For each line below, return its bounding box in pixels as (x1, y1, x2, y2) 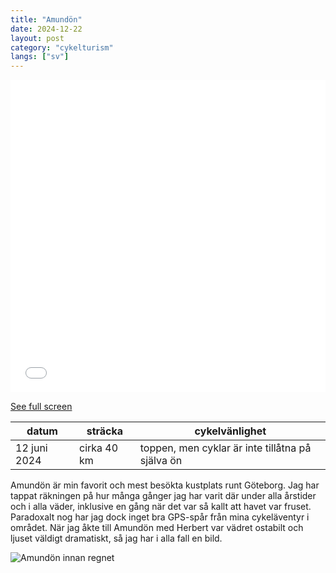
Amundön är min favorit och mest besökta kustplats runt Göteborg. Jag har (10, 479, 320, 491)
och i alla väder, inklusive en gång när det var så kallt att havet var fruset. (10, 501, 312, 513)
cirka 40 (78, 441, 119, 455)
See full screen (10, 401, 73, 413)
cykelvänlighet (194, 424, 267, 438)
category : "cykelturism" (10, 42, 114, 53)
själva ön (139, 454, 183, 468)
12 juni (15, 441, 48, 455)
